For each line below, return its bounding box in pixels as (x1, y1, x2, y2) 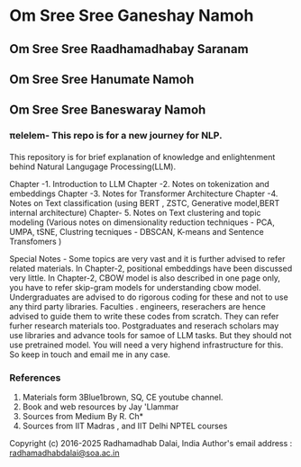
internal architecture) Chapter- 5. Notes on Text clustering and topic (9, 207, 261, 218)
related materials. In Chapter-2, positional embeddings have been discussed (9, 263, 293, 274)
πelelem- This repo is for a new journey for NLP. (9, 130, 223, 142)
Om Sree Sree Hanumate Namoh (9, 71, 195, 86)
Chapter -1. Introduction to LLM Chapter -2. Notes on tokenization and (9, 178, 270, 189)
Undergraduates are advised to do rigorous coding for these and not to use (9, 292, 288, 302)
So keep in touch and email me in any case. (9, 348, 171, 360)
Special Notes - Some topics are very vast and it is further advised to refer (9, 253, 286, 264)
